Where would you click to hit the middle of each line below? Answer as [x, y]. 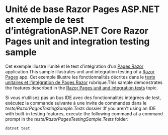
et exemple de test [45, 20]
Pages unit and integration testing [77, 42]
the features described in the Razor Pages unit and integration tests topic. [82, 87]
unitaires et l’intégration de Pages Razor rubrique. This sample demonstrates [84, 82]
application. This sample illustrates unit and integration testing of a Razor [80, 71]
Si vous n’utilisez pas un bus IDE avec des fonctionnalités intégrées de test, [83, 98]
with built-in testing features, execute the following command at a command [84, 114]
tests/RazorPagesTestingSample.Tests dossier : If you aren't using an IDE [80, 108]
